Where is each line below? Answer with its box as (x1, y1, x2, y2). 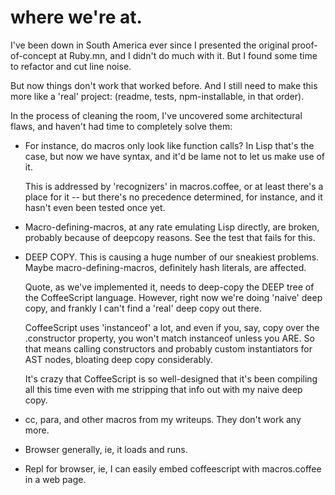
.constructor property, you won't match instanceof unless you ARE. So (24, 332, 315, 344)
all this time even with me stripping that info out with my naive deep (24, 383, 303, 395)
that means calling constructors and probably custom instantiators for (24, 342, 313, 355)
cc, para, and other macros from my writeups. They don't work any (24, 413, 302, 425)
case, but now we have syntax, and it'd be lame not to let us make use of (24, 150, 326, 162)
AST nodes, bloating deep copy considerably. (24, 353, 213, 365)
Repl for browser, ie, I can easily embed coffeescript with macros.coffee (24, 462, 322, 475)
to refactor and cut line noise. (10, 60, 132, 72)
